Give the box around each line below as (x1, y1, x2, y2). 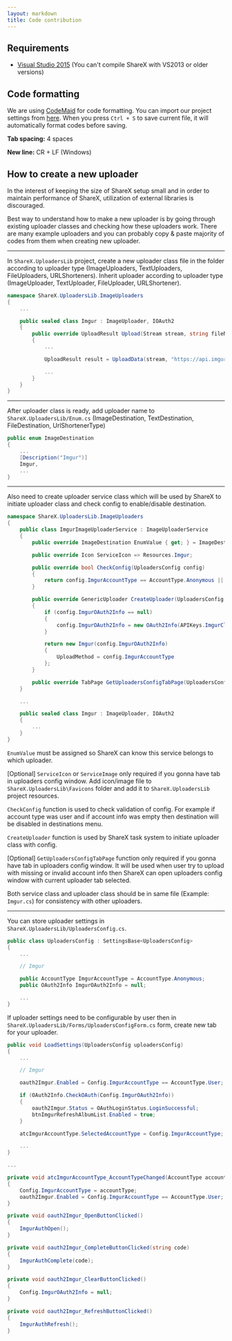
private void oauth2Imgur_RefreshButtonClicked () (7, 1308, 153, 1315)
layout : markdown (7, 10, 57, 17)
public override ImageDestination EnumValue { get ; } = (32, 538, 196, 546)
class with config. (7, 840, 57, 849)
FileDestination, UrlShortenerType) (7, 421, 106, 430)
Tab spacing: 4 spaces (7, 134, 74, 143)
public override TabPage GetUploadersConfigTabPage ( (32, 678, 187, 686)
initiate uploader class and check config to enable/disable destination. (7, 500, 206, 508)
